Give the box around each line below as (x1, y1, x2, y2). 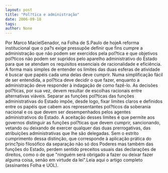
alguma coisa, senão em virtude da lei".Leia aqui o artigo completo (5, 157, 143, 163)
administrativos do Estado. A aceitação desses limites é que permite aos (5, 114, 155, 120)
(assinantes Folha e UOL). (5, 162, 59, 168)
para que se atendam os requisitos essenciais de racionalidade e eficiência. (5, 61, 162, 67)
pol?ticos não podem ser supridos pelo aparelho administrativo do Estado (5, 56, 157, 62)
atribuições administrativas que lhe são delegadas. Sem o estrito (5, 130, 139, 136)
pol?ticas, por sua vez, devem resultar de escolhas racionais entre (5, 88, 142, 94)
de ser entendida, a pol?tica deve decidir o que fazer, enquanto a (5, 77, 139, 83)
